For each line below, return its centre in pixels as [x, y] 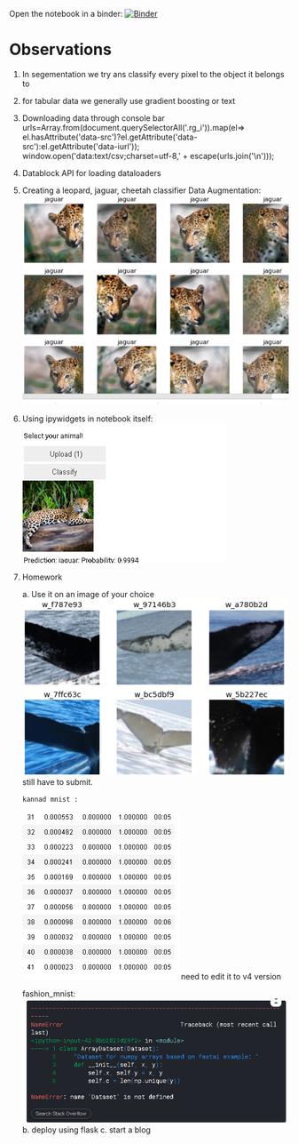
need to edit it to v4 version [231, 977]
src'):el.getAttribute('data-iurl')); [81, 146]
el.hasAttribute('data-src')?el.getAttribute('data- [110, 137]
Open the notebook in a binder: [66, 14]
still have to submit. [57, 782]
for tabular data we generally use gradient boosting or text [129, 100]
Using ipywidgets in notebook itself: [87, 419]
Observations [61, 50]
